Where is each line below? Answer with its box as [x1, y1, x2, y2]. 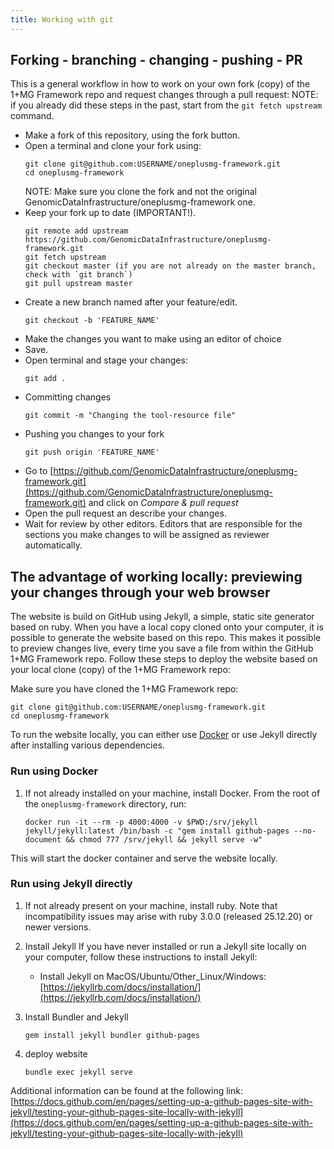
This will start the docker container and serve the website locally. [10, 852, 278, 864]
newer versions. [24, 921, 92, 933]
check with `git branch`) [24, 270, 133, 280]
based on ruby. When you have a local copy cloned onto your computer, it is [10, 621, 324, 633]
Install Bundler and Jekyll [24, 1011, 129, 1023]
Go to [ [24, 465, 54, 477]
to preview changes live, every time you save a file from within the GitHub [10, 642, 314, 655]
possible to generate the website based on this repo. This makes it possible [10, 632, 322, 644]
